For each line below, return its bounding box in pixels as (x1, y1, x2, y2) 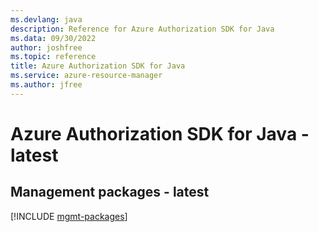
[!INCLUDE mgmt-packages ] (10, 210, 128, 222)
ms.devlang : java (10, 14, 83, 25)
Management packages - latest (10, 184, 210, 201)
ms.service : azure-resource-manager (10, 71, 163, 81)
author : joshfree (10, 42, 83, 53)
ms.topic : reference (10, 52, 97, 62)
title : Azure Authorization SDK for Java (10, 61, 186, 71)
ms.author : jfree (10, 80, 83, 90)
